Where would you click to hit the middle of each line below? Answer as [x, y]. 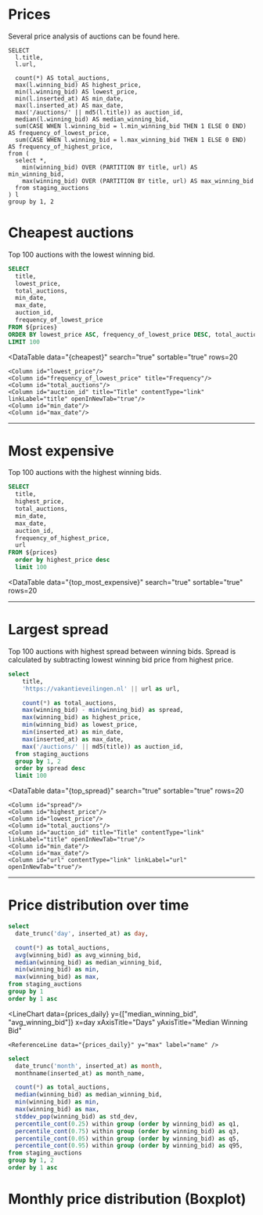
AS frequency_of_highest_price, [61, 147]
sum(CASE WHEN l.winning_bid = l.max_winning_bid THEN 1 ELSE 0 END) [131, 140]
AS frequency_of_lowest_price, [59, 133]
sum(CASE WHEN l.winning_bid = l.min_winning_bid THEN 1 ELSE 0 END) [131, 126]
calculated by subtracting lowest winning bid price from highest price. [121, 659]
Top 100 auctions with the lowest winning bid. [81, 254]
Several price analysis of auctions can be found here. [94, 36]
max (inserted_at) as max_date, [73, 739]
